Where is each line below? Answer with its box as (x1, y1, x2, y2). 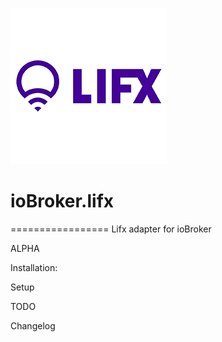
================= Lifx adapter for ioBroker (10, 223, 212, 235)
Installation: (10, 261, 58, 273)
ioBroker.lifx (10, 190, 115, 213)
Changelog (10, 319, 56, 332)
